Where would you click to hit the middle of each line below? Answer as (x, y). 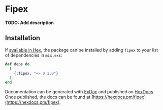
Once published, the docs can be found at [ (49, 97)
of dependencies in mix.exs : (34, 55)
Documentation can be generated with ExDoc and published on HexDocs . (80, 92)
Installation (23, 38)
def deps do (17, 64)
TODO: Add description (30, 23)
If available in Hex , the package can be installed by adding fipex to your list (82, 50)
